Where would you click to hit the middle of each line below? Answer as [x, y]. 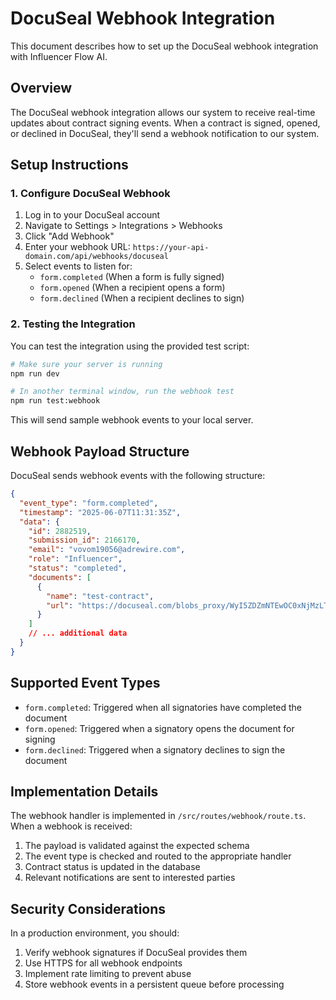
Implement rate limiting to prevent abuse [108, 974]
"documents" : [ [60, 577]
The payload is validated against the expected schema [137, 846]
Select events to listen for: [78, 266]
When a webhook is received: [71, 826]
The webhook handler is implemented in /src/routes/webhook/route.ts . [158, 816]
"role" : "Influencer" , [75, 559]
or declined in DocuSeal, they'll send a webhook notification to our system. [165, 133]
